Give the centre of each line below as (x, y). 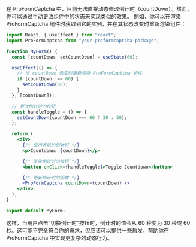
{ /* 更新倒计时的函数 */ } (51, 178)
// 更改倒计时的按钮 (34, 106)
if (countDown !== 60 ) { (48, 79)
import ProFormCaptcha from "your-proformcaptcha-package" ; (83, 41)
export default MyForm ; (36, 211)
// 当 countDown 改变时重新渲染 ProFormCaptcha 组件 (80, 74)
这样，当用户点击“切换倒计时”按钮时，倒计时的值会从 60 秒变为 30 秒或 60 (98, 222)
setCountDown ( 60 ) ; (45, 85)
